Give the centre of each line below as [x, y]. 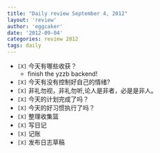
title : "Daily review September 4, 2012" [68, 13]
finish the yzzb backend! [62, 74]
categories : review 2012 [43, 39]
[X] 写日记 [32, 125]
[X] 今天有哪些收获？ [47, 66]
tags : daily [24, 45]
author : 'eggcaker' [35, 26]
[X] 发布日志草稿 [41, 142]
